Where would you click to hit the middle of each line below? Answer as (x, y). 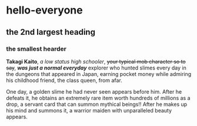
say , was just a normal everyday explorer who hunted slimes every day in (96, 68)
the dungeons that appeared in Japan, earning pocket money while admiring (99, 74)
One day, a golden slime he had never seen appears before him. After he (94, 91)
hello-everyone (45, 10)
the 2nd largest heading (51, 32)
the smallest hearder (36, 49)
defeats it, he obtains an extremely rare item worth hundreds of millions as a (98, 98)
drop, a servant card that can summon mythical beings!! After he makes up (97, 104)
